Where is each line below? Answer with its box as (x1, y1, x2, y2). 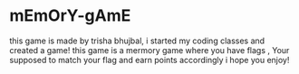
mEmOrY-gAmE (9, 5, 131, 26)
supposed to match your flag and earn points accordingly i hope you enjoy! (9, 54, 290, 65)
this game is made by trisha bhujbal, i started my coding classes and (9, 35, 265, 46)
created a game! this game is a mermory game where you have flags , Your (9, 44, 290, 55)
